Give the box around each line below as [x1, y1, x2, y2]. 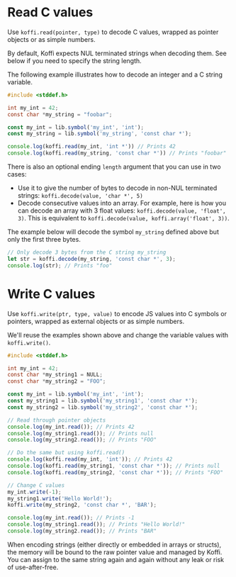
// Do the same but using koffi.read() [7, 449, 125, 456]
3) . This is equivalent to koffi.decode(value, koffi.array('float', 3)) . [17, 214, 230, 223]
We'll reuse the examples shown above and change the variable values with [7, 330, 229, 339]
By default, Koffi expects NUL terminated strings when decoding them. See [7, 49, 227, 57]
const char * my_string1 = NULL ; [7, 371, 103, 379]
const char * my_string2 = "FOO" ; [7, 378, 106, 385]
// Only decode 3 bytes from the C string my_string [7, 249, 167, 256]
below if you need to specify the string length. [7, 56, 142, 65]
